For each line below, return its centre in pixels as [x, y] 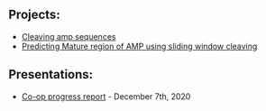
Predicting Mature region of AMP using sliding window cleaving [139, 46]
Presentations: [51, 74]
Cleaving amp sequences [69, 36]
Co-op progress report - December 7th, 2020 [106, 96]
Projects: [34, 15]
